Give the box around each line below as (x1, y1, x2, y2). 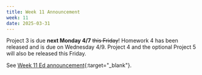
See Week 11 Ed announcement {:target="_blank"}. (6, 62, 132, 69)
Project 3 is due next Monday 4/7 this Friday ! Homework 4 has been (6, 37, 178, 45)
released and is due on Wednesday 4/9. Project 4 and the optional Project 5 (6, 43, 197, 51)
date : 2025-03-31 (6, 20, 50, 26)
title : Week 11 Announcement (6, 9, 80, 15)
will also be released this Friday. (6, 50, 86, 57)
